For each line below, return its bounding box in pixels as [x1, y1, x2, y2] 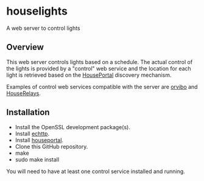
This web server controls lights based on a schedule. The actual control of [6, 58, 193, 65]
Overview [6, 42, 44, 52]
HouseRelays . [6, 90, 41, 97]
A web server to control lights [6, 24, 80, 32]
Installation [6, 107, 50, 118]
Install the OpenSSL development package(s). [15, 123, 131, 130]
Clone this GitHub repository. [15, 143, 88, 150]
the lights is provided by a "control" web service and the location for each [6, 65, 192, 72]
